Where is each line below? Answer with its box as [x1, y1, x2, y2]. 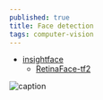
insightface [21, 54, 64, 65]
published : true [9, 12, 70, 22]
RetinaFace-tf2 [35, 63, 91, 74]
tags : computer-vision [9, 29, 94, 38]
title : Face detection [9, 21, 94, 30]
